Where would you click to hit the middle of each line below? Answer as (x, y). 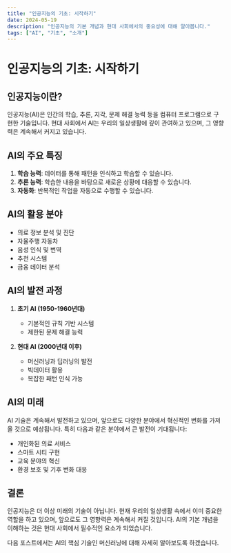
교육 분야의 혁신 (38, 461)
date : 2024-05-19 (32, 20)
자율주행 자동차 (38, 241)
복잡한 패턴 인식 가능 (55, 378)
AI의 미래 (26, 402)
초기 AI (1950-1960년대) (51, 308)
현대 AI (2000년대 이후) (50, 346)
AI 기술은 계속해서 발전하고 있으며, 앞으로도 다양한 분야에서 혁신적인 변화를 (108, 420)
